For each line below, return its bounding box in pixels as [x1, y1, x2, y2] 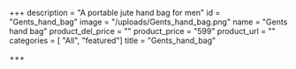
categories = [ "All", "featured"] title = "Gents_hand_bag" [9, 35, 216, 45]
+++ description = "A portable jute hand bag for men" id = [9, 8, 221, 17]
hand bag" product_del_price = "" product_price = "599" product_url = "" [9, 26, 276, 36]
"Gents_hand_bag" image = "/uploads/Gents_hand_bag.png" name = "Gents [9, 17, 288, 27]
